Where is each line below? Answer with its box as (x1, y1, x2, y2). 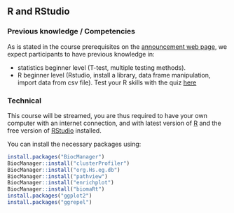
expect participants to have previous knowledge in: (7, 50, 155, 58)
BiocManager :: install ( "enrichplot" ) (7, 179, 114, 186)
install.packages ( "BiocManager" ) (7, 153, 105, 160)
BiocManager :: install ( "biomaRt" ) (7, 186, 105, 193)
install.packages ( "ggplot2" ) (7, 192, 92, 200)
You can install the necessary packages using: (7, 140, 142, 148)
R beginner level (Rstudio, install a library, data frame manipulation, (17, 71, 211, 79)
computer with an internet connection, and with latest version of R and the (7, 119, 222, 127)
